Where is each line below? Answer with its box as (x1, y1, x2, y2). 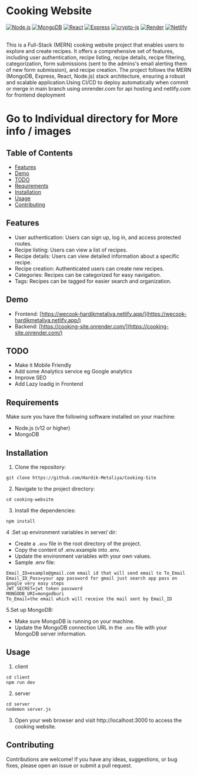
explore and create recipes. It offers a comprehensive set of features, (6, 47, 175, 54)
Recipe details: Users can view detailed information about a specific (14, 252, 179, 260)
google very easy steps (6, 581, 65, 587)
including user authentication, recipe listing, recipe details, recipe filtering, (6, 54, 186, 61)
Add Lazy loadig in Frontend (14, 380, 84, 387)
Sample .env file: (14, 559, 56, 566)
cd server (6, 701, 31, 707)
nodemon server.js (6, 706, 51, 712)
